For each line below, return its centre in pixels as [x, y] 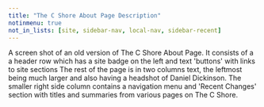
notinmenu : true [35, 23]
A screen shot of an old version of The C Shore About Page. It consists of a [131, 53]
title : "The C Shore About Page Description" [84, 15]
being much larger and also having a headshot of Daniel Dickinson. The [125, 78]
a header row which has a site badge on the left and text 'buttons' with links [132, 61]
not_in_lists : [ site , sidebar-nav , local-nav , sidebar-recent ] [115, 30]
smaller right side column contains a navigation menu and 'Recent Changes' [132, 86]
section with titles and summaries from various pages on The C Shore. [123, 95]
